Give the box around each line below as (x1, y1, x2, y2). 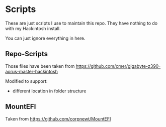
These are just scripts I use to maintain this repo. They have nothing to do (5, 20, 158, 26)
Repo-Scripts (5, 50, 48, 58)
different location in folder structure (12, 88, 87, 94)
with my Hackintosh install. (5, 25, 61, 31)
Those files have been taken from (5, 63, 75, 69)
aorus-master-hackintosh (5, 68, 58, 74)
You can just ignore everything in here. (5, 35, 86, 41)
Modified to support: (5, 78, 48, 84)
